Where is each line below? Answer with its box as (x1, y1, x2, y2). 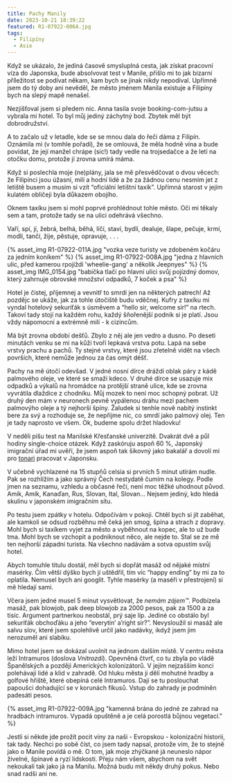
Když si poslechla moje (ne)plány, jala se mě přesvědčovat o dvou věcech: (7, 168, 220, 176)
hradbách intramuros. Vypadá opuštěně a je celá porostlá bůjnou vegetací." (7, 712, 223, 720)
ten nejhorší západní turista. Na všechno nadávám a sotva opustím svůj (7, 540, 211, 548)
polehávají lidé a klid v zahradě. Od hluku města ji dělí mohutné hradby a (7, 669, 214, 677)
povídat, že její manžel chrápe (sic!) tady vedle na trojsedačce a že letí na (7, 147, 217, 155)
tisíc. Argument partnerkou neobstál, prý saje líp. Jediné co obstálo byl (7, 612, 209, 619)
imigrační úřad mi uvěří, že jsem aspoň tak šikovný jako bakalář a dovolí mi (7, 447, 220, 455)
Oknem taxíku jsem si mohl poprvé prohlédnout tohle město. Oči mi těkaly (7, 204, 218, 212)
